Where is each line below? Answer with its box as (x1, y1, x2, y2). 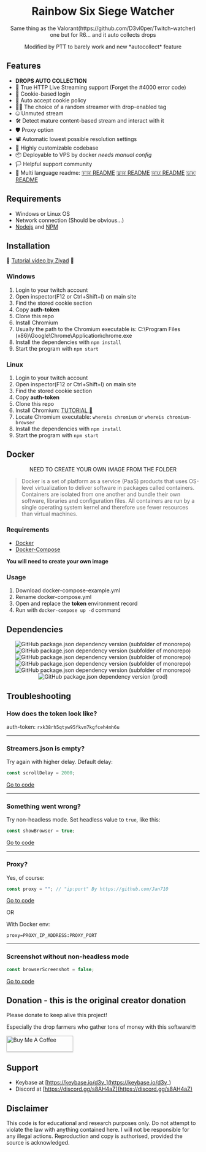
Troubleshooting (6, 691, 72, 701)
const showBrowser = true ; (6, 828, 75, 834)
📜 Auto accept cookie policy (15, 96, 87, 104)
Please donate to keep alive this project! (6, 1012, 107, 1019)
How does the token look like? (6, 709, 97, 718)
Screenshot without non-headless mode (6, 952, 129, 961)
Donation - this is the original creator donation (6, 995, 186, 1005)
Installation (6, 240, 50, 251)
